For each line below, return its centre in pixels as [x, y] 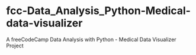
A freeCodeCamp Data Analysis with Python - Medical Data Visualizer [91, 39]
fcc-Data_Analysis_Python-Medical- [99, 11]
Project [15, 46]
